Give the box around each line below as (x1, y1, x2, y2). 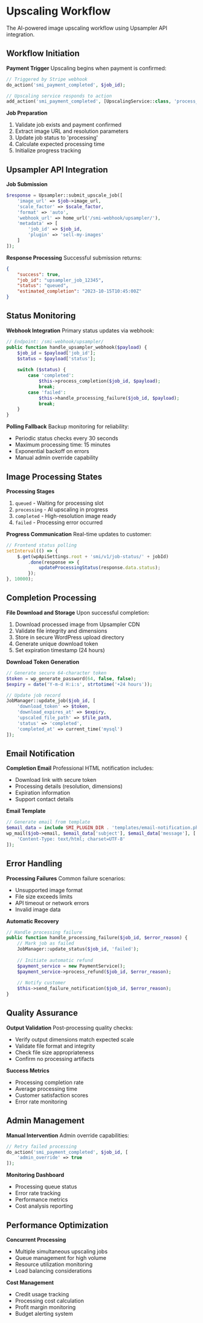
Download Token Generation (6, 658, 80, 665)
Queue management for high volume (14, 1254, 107, 1261)
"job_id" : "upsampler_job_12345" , (17, 277, 104, 283)
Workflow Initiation (6, 49, 80, 59)
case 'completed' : (28, 372, 74, 379)
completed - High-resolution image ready (14, 512, 117, 519)
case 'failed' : (28, 389, 66, 396)
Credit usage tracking (14, 1290, 69, 1298)
